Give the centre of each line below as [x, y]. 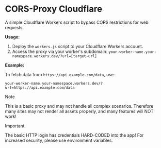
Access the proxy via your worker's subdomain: [60, 51]
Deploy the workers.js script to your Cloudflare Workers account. [77, 46]
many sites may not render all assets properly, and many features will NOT [79, 111]
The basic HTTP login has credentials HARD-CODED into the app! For [74, 135]
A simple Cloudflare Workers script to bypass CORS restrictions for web [77, 22]
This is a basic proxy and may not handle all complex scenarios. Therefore [79, 106]
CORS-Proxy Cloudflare [54, 9]
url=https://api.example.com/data [40, 88]
